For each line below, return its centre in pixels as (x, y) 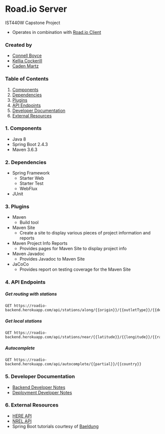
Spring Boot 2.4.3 (30, 144)
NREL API (22, 421)
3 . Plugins (17, 206)
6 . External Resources (32, 405)
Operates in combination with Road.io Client (57, 32)
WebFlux (28, 189)
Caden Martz (26, 66)
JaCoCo (20, 264)
